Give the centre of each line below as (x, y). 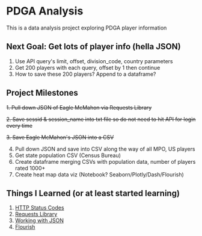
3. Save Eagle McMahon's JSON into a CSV (60, 137)
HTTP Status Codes (39, 208)
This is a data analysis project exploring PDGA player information (87, 28)
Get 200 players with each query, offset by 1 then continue (87, 67)
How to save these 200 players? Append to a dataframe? (85, 74)
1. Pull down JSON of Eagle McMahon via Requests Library (79, 107)
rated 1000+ (30, 168)
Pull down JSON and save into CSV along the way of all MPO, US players (105, 149)
